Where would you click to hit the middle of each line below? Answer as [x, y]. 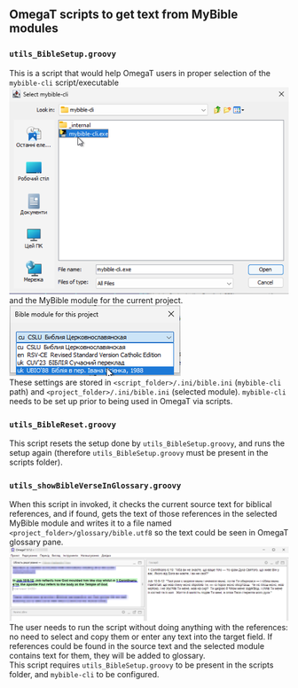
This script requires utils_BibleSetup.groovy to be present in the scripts [141, 665]
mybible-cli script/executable [64, 82]
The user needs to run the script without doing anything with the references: [149, 627]
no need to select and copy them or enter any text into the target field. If [141, 637]
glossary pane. [36, 542]
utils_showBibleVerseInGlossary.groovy [95, 485]
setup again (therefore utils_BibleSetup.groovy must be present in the [139, 452]
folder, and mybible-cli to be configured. [84, 674]
